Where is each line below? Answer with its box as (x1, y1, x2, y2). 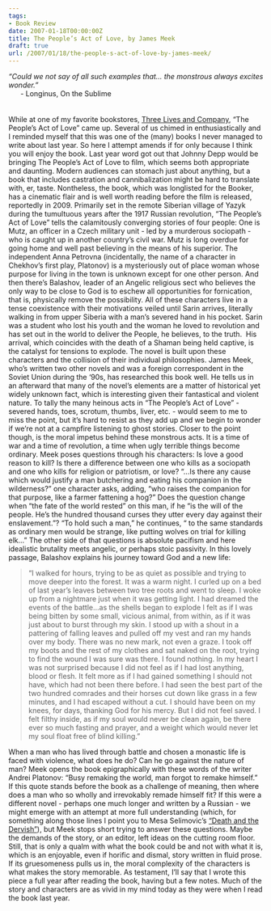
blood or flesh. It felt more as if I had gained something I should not (28, 672, 252, 681)
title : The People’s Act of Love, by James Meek (8, 34, 176, 43)
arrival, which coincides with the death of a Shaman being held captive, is (8, 338, 255, 348)
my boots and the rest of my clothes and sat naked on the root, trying (28, 646, 260, 655)
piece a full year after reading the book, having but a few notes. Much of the (8, 876, 263, 885)
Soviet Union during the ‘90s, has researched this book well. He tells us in (8, 373, 255, 382)
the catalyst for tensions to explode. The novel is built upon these (8, 347, 227, 356)
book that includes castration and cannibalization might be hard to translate (8, 175, 260, 184)
